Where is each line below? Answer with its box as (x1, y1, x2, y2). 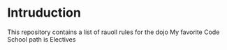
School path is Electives (7, 35, 76, 43)
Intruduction (7, 5, 82, 21)
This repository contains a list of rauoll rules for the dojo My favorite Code (7, 28, 220, 36)
